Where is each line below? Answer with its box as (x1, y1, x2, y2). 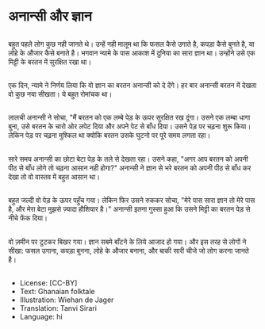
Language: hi (19, 312, 63, 321)
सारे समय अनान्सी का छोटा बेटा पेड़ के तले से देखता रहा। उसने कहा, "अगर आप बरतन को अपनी (8, 154, 248, 163)
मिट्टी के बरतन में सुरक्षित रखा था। (8, 57, 92, 67)
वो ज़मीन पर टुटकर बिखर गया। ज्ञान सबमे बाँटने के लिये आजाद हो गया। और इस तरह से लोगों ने (8, 237, 247, 247)
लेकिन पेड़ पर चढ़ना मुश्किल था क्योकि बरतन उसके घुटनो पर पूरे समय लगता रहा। (8, 131, 211, 140)
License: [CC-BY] (19, 277, 78, 288)
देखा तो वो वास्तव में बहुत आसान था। (8, 172, 101, 182)
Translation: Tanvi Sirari (19, 303, 98, 312)
